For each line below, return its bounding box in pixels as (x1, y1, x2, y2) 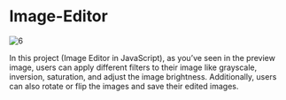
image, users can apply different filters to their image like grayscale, (9, 62, 258, 73)
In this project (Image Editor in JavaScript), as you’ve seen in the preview (9, 52, 276, 63)
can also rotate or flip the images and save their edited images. (9, 81, 239, 91)
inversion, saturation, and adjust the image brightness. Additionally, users (9, 71, 277, 81)
